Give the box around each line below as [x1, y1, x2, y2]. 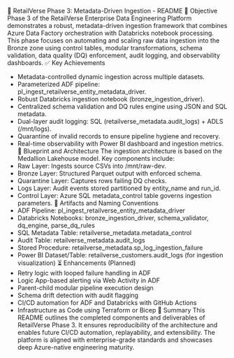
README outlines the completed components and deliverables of [17, 313, 205, 322]
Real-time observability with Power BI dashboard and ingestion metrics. [17, 140, 224, 148]
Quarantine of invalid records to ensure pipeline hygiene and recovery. [17, 132, 221, 140]
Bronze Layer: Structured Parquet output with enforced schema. [17, 169, 203, 178]
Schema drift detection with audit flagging [17, 291, 138, 299]
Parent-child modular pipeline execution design [17, 284, 154, 292]
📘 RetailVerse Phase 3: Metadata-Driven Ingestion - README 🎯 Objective [7, 7, 218, 15]
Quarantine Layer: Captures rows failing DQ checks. [17, 177, 168, 185]
